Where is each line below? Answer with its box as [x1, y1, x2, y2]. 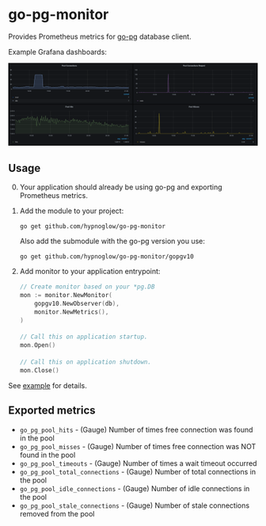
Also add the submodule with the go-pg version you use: [19, 236, 206, 246]
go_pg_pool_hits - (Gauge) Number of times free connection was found [19, 425, 253, 434]
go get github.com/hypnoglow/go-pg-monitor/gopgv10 [19, 253, 194, 261]
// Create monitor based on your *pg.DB [19, 283, 155, 291]
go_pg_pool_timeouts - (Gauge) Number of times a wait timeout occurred [19, 458, 257, 468]
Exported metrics [8, 404, 97, 417]
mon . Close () [19, 366, 59, 374]
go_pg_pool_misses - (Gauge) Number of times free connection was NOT [19, 441, 256, 451]
